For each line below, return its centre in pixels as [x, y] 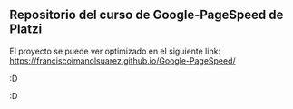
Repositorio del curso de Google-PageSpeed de [146, 15]
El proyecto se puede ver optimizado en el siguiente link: [115, 51]
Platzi [26, 30]
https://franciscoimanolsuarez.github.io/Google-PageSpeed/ [122, 60]
